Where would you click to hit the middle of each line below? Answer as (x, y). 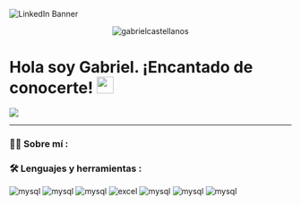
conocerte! (52, 88)
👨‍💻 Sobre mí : (39, 143)
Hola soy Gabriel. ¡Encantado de (131, 68)
